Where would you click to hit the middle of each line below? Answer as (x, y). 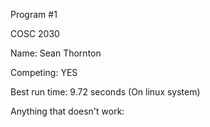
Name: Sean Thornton (56, 53)
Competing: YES (44, 72)
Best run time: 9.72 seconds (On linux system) (105, 92)
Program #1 (34, 14)
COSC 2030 (35, 33)
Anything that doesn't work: (67, 111)
